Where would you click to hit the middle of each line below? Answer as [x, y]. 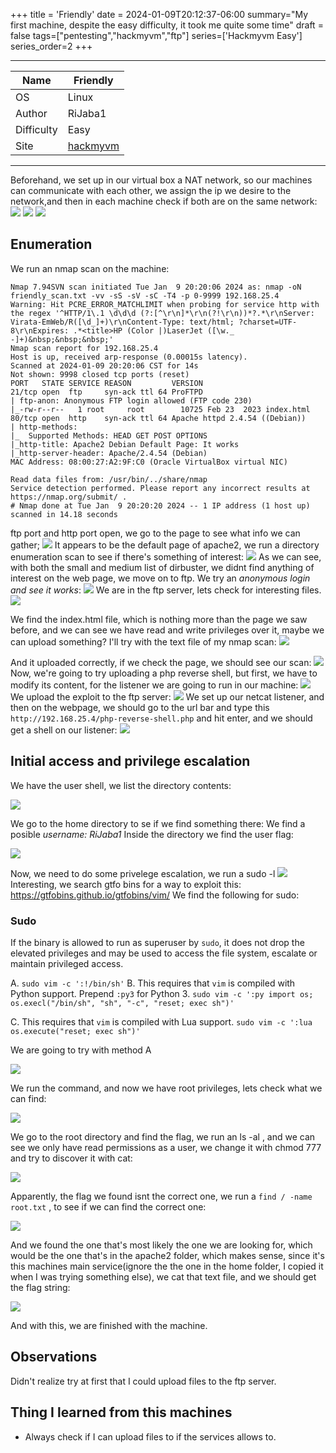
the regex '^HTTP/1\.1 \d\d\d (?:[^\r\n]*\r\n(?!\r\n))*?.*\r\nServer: [162, 313]
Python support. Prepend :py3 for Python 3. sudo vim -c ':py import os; [162, 993]
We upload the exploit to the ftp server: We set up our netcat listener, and [167, 696]
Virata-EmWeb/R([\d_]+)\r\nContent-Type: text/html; [122, 322]
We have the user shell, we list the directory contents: [121, 785]
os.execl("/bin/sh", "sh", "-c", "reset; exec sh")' [122, 1003]
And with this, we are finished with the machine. [109, 1325]
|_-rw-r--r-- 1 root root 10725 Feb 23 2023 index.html [160, 409]
